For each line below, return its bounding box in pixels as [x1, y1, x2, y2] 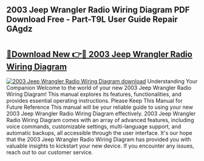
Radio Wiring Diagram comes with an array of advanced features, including [6, 117, 194, 123]
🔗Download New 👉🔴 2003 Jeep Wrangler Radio [6, 49, 192, 60]
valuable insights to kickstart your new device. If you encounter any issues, [6, 142, 194, 149]
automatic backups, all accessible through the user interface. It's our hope [6, 129, 192, 136]
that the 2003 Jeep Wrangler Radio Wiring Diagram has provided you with [6, 136, 191, 143]
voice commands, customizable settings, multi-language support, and [6, 123, 182, 130]
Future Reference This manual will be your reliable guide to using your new [6, 103, 193, 111]
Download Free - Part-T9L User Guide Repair [6, 15, 178, 25]
